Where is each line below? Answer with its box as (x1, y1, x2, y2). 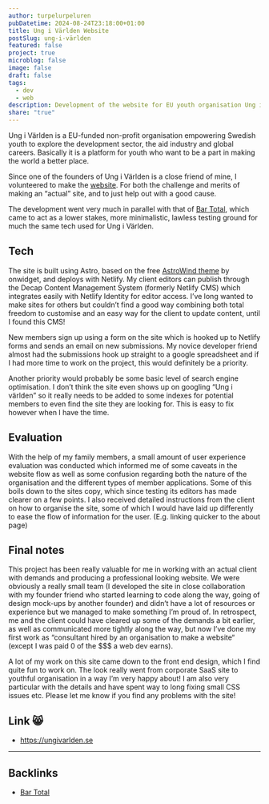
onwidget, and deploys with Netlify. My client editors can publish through (8, 274, 250, 284)
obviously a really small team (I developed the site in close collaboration (8, 582, 246, 592)
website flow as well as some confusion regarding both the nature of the (8, 469, 247, 479)
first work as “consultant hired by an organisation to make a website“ (8, 632, 235, 642)
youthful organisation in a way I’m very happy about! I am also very (8, 674, 230, 684)
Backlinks (8, 766, 58, 780)
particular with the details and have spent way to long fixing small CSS (8, 682, 241, 692)
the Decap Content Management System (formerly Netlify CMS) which (8, 282, 241, 293)
